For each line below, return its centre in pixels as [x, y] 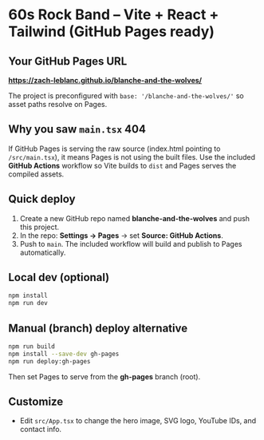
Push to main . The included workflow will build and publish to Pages [131, 244]
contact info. [41, 430]
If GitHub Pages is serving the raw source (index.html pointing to [114, 149]
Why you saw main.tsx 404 [77, 129]
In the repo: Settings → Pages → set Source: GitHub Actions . [121, 235]
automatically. [43, 252]
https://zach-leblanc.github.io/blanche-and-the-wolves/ [105, 80]
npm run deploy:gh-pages [49, 361]
